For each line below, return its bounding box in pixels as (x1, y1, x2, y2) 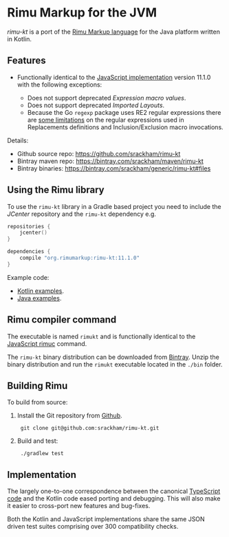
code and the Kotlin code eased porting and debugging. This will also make (7, 494, 221, 503)
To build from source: (7, 398, 68, 406)
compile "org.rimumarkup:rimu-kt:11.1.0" (19, 254, 140, 262)
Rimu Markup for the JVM (7, 5, 157, 21)
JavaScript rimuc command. (7, 339, 87, 348)
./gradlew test (20, 450, 64, 457)
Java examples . (17, 294, 62, 302)
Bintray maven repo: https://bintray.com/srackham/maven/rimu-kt (17, 157, 204, 165)
